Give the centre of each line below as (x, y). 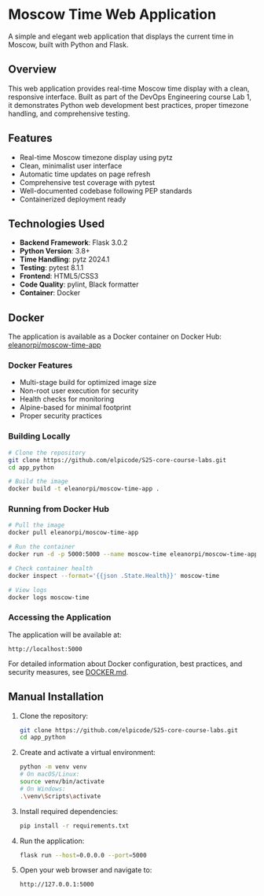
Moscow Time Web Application (112, 15)
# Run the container (42, 547)
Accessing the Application (60, 617)
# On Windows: (42, 789)
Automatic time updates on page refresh (85, 174)
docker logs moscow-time (49, 597)
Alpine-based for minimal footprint (75, 408)
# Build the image (38, 482)
